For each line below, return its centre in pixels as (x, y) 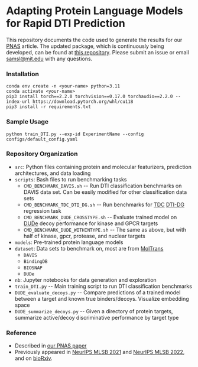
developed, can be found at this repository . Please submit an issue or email (98, 52)
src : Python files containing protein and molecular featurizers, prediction (103, 167)
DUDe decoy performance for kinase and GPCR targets (91, 223)
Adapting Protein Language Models (95, 11)
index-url (18, 102)
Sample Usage (27, 122)
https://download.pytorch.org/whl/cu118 (83, 102)
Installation (23, 74)
